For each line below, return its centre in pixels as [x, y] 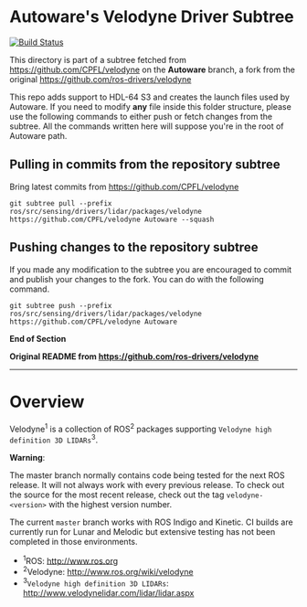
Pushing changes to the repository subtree [134, 247]
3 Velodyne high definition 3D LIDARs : [95, 582]
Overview [47, 402]
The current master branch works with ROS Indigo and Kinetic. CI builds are [152, 522]
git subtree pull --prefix [61, 203]
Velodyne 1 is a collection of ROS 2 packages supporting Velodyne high [141, 428]
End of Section [38, 338]
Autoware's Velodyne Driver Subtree [152, 17]
